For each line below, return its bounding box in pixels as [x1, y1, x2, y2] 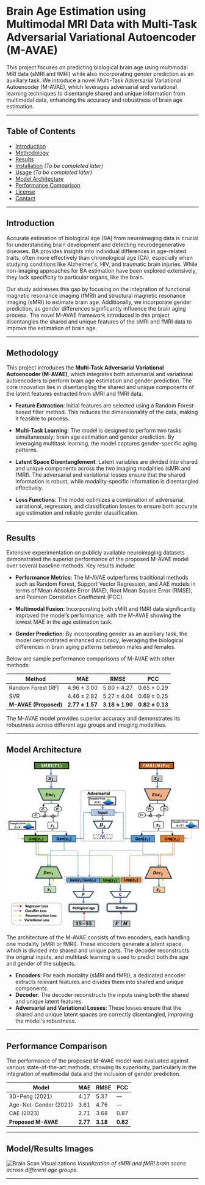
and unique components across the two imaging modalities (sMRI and [15, 464, 191, 472]
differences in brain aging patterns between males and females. [15, 643, 176, 651]
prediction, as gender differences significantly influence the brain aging [6, 305, 186, 312]
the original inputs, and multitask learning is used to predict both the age [6, 953, 189, 961]
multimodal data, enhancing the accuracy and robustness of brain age [6, 96, 183, 104]
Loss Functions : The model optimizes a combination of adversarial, [15, 496, 185, 504]
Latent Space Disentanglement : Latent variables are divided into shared [15, 458, 198, 466]
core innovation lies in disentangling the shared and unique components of [6, 384, 194, 391]
